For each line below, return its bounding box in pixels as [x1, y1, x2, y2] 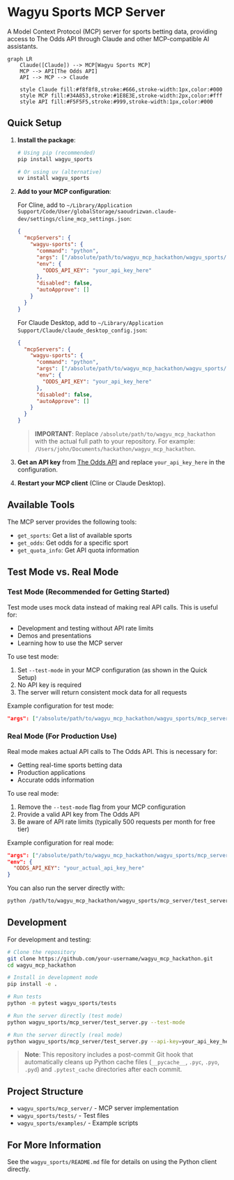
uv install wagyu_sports [17, 175, 90, 182]
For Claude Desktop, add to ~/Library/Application [17, 318, 164, 326]
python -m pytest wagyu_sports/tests [7, 1000, 117, 1007]
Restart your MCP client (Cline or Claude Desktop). [17, 479, 166, 487]
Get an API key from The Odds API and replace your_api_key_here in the [17, 458, 226, 466]
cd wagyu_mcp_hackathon [7, 962, 77, 969]
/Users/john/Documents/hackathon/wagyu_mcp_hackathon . [34, 444, 196, 453]
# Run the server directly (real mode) [7, 1031, 123, 1038]
